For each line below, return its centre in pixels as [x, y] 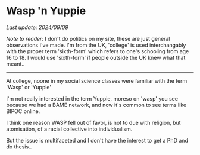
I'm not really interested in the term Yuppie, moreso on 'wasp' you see [92, 98]
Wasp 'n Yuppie [46, 11]
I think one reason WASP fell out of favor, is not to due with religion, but [93, 122]
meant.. [15, 64]
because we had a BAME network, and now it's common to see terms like [96, 105]
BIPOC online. [23, 111]
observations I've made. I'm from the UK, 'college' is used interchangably [96, 45]
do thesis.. [19, 147]
